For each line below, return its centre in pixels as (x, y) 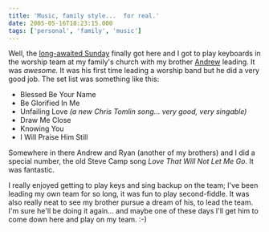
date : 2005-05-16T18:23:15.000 (61, 23)
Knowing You (42, 128)
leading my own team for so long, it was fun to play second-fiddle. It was (129, 194)
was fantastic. (31, 170)
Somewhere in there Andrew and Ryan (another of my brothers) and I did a (132, 153)
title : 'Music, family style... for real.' (84, 16)
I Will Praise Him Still (54, 137)
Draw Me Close (45, 120)
